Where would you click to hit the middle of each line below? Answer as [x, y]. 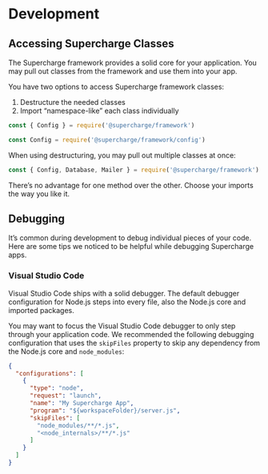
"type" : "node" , [56, 388]
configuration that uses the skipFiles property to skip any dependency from [134, 343]
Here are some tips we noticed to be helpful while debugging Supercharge [131, 247]
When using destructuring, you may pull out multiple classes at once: [122, 155]
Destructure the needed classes [72, 102]
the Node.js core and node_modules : [66, 351]
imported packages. [41, 310]
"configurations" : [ [50, 373]
